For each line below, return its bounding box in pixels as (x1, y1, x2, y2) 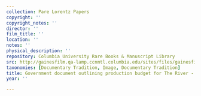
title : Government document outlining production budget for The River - (6, 70, 194, 76)
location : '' (6, 37, 39, 43)
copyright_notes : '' (6, 20, 58, 26)
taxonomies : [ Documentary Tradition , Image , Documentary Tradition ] (6, 64, 181, 71)
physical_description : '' (6, 48, 71, 54)
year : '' (6, 76, 28, 82)
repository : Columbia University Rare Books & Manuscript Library (6, 53, 175, 59)
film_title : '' (6, 31, 44, 37)
